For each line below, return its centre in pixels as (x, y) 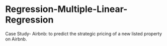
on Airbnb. (16, 39)
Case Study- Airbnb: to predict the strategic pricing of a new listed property (84, 33)
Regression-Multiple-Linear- (66, 9)
